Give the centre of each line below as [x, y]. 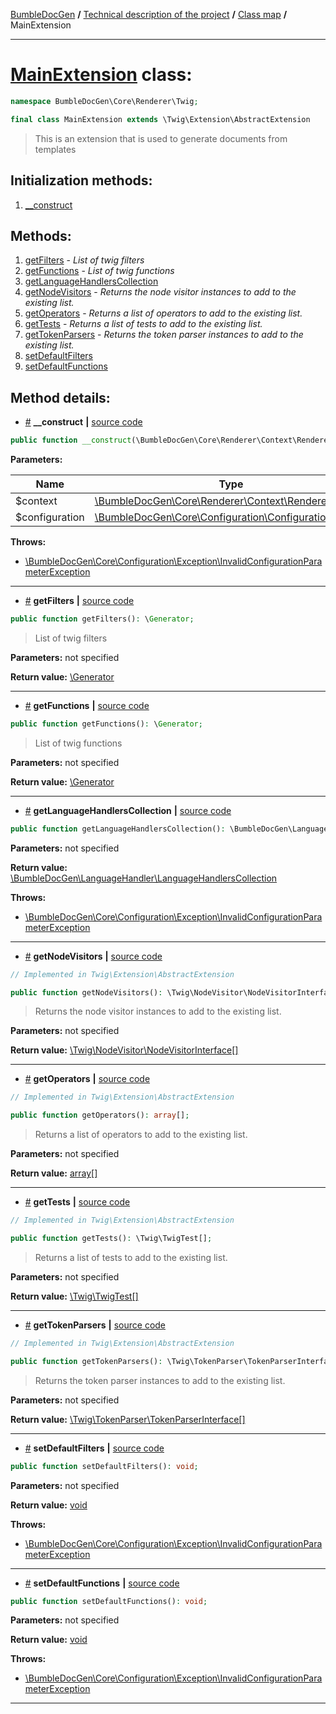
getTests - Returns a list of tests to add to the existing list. [143, 324]
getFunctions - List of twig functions [99, 271]
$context [36, 501]
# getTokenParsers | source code [95, 1325]
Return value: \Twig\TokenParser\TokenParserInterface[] [128, 1419]
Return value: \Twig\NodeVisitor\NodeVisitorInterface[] [124, 1050]
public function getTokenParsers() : [86, 1361]
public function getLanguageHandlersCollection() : [118, 829]
